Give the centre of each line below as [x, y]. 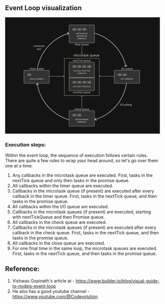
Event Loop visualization [43, 8]
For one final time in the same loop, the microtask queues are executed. [85, 249]
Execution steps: [26, 144]
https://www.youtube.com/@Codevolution [55, 296]
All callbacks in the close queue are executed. [59, 243]
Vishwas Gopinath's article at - [43, 281]
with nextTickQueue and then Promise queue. [58, 217]
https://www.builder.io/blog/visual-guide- [118, 281]
